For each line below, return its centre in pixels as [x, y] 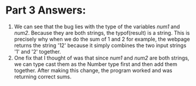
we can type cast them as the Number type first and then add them [96, 64]
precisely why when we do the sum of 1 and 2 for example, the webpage [102, 39]
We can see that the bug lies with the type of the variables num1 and [97, 27]
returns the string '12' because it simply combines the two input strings [100, 45]
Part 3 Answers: [46, 10]
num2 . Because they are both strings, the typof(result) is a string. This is [102, 32]
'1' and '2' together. [37, 51]
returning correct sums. [43, 77]
